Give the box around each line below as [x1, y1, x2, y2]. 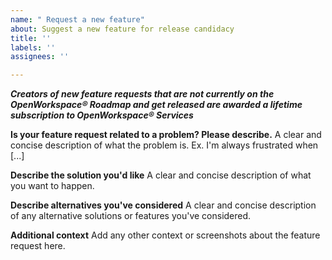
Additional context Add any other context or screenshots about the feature [10, 229, 321, 241]
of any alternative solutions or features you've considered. [10, 210, 252, 222]
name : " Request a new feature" [10, 14, 145, 25]
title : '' [10, 33, 52, 43]
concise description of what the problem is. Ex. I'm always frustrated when [10, 139, 319, 151]
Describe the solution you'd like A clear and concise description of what [10, 169, 312, 181]
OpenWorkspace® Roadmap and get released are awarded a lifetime [10, 99, 303, 111]
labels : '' [10, 42, 56, 53]
